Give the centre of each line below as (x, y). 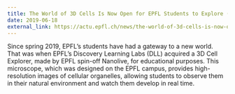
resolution (22, 76)
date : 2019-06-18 (33, 20)
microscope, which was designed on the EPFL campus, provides (100, 69)
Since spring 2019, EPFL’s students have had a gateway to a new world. (110, 47)
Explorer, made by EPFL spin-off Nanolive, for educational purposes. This (113, 61)
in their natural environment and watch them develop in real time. (101, 84)
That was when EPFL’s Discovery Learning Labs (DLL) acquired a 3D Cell (113, 54)
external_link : (29, 26)
